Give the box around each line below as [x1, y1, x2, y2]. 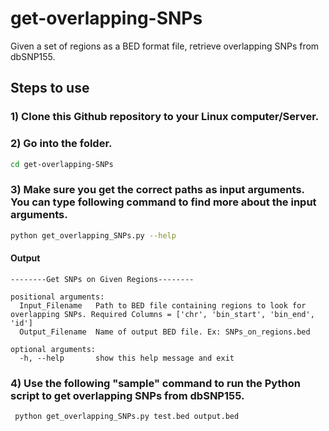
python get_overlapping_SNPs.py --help [10, 230, 177, 241]
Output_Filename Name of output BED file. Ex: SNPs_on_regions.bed [19, 327, 311, 337]
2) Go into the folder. [10, 137, 113, 151]
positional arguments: [10, 292, 105, 302]
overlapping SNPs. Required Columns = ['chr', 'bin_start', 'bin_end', [10, 309, 315, 319]
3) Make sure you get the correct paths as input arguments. [10, 183, 305, 197]
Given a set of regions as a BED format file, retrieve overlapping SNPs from [10, 40, 320, 52]
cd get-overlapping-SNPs [10, 159, 114, 169]
